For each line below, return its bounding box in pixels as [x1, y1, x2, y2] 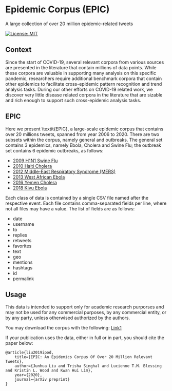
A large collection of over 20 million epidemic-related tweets [5, 21, 133, 27]
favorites [12, 243, 32, 249]
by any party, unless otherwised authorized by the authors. [5, 315, 130, 321]
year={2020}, [14, 373, 43, 378]
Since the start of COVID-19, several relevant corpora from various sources [5, 59, 164, 65]
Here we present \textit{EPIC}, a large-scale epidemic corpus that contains [5, 126, 164, 132]
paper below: [5, 340, 33, 346]
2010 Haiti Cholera [12, 163, 52, 169]
